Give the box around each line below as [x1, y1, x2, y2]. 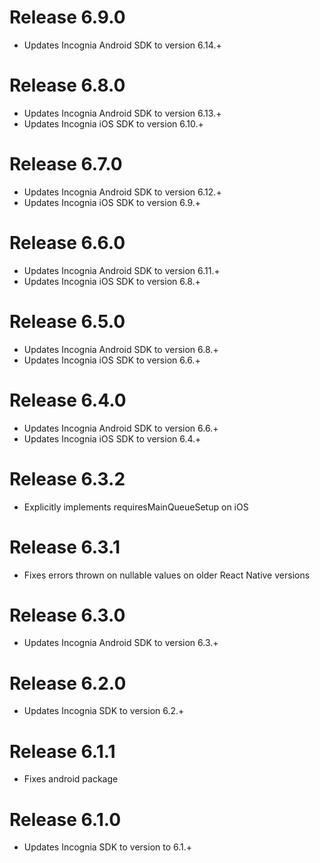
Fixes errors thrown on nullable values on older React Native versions [23, 569, 311, 581]
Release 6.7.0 [9, 153, 123, 176]
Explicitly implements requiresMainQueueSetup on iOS [23, 501, 249, 513]
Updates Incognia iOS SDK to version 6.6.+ [23, 354, 201, 366]
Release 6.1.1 [9, 740, 116, 763]
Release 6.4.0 [9, 389, 127, 411]
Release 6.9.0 [9, 6, 126, 29]
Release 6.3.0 [9, 604, 126, 626]
